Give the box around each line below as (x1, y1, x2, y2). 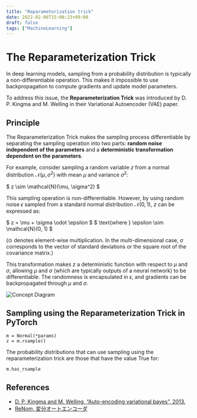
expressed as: (6, 207, 40, 214)
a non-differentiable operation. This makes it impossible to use (6, 76, 159, 83)
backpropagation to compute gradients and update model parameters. (6, 83, 178, 90)
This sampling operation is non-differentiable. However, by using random (6, 194, 184, 201)
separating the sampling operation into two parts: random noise (6, 140, 163, 147)
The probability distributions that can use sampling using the (6, 349, 154, 356)
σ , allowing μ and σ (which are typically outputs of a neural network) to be (6, 267, 186, 274)
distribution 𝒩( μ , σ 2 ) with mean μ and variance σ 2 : (6, 170, 128, 178)
